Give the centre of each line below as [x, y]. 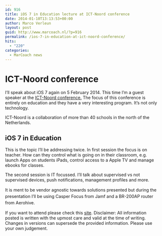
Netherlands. [18, 123]
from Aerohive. [20, 203]
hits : [10, 41]
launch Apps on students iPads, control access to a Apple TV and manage [80, 160]
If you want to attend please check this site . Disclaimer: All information [76, 213]
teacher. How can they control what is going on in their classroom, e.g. [76, 155]
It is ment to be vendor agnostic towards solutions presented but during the [81, 190]
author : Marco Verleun [28, 23]
